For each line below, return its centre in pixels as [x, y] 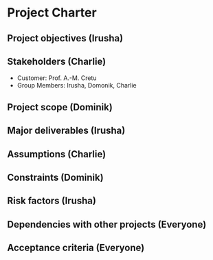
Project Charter [52, 13]
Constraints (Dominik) [56, 177]
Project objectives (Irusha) [65, 38]
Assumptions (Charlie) [57, 154]
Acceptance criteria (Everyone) [76, 248]
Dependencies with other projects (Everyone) [107, 224]
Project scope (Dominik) [60, 107]
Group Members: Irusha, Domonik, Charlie [77, 86]
